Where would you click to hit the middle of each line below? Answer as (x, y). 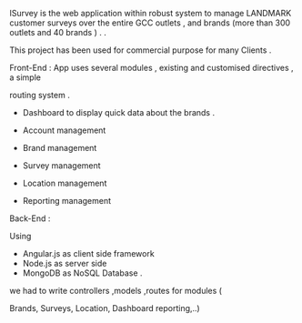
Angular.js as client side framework (88, 253)
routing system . (40, 95)
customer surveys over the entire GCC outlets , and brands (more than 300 (150, 23)
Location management (65, 183)
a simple (25, 77)
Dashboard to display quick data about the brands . (119, 112)
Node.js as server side (65, 263)
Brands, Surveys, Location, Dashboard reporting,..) (105, 308)
